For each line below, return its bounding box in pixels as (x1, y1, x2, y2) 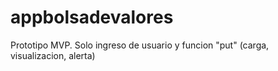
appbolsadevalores (10, 6, 174, 29)
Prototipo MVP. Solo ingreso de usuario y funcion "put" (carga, (10, 39, 270, 51)
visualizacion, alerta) (10, 49, 96, 61)
